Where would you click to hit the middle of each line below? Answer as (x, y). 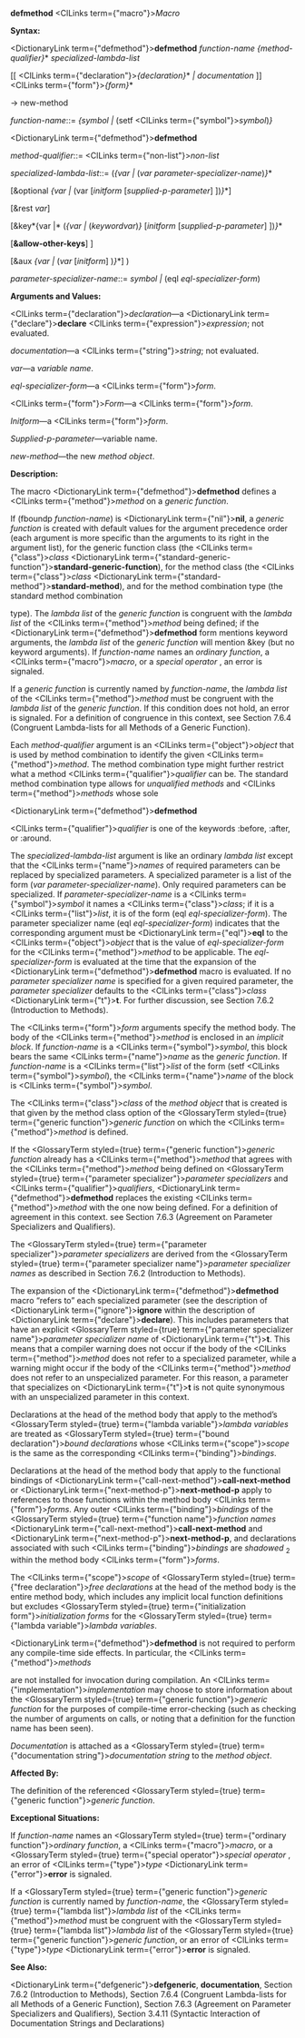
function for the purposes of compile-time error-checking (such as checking (153, 1708)
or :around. (31, 838)
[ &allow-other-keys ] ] (52, 243)
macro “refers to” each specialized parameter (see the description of (139, 1300)
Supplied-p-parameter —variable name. (84, 438)
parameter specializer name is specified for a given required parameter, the (152, 981)
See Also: (29, 1967)
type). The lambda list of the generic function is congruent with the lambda (152, 613)
